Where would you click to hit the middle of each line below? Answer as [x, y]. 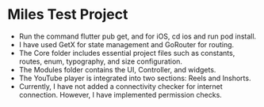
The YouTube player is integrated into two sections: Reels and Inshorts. [135, 78]
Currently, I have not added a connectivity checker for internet [121, 86]
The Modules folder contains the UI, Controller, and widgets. [117, 69]
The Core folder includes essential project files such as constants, [127, 53]
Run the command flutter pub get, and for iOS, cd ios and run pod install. [138, 36]
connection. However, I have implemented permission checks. [121, 94]
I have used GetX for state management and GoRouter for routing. [126, 44]
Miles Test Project [68, 15]
